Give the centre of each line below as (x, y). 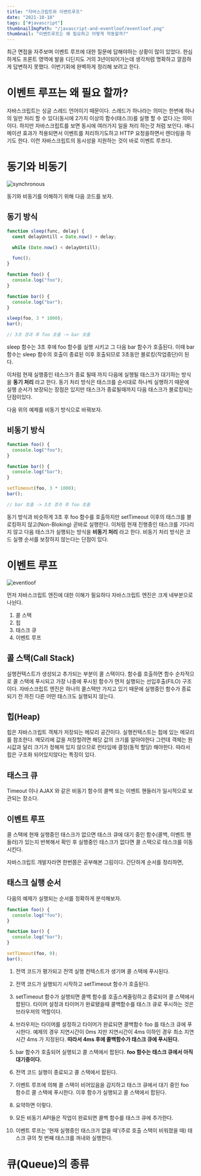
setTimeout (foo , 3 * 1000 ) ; (42, 488)
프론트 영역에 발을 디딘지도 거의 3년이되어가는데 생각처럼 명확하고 (99, 59)
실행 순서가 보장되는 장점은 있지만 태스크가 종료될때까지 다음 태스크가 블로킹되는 (100, 390)
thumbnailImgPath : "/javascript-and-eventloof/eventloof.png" (86, 28)
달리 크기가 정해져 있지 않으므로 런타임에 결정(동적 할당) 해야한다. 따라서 (106, 747)
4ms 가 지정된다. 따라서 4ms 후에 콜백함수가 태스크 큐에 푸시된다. (103, 1039)
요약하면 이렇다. (34, 1105)
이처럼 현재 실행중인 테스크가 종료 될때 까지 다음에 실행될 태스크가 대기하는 (94, 375)
